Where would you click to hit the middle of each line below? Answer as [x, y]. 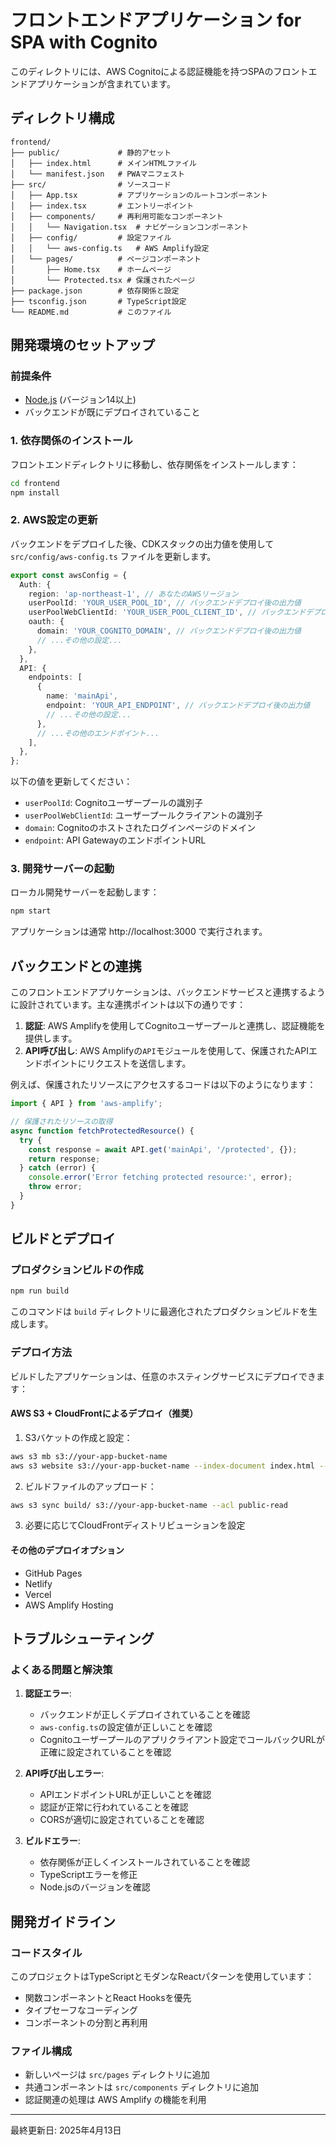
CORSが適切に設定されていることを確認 [122, 1820]
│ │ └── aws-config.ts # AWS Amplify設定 [110, 248]
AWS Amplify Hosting [69, 1605]
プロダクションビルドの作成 [77, 1270]
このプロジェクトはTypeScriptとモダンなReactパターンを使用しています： [162, 1977]
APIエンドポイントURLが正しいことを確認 [125, 1795]
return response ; [64, 1159]
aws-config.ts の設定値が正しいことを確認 [126, 1727]
